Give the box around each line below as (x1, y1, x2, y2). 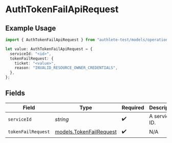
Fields (5, 89, 26, 98)
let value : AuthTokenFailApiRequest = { (5, 46, 93, 51)
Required (121, 104, 144, 111)
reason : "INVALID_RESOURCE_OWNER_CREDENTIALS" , (14, 65, 118, 71)
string (54, 116, 69, 123)
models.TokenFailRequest (54, 128, 117, 135)
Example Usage (5, 24, 56, 33)
